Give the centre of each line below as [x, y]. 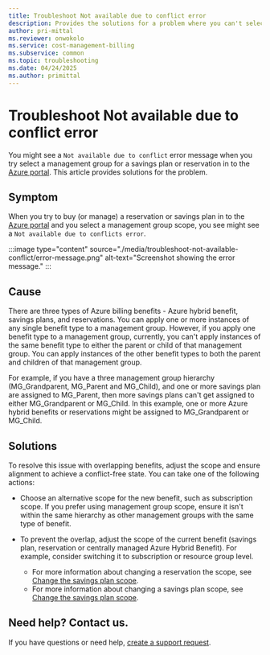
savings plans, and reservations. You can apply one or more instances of [129, 319]
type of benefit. [46, 523]
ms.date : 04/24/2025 [43, 68]
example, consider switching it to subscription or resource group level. [137, 556]
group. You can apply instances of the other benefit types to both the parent [135, 354]
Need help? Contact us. [68, 623]
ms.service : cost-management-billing [72, 46]
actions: [21, 482]
